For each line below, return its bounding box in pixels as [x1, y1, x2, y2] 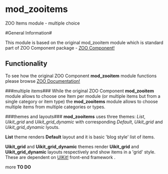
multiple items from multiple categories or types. [5, 104, 106, 110]
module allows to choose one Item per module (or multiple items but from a [5, 93, 160, 99]
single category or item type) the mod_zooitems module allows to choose [5, 98, 158, 104]
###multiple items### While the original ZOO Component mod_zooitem [5, 88, 154, 94]
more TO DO [5, 164, 31, 170]
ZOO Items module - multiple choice [5, 20, 80, 26]
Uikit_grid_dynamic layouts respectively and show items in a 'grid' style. [5, 149, 155, 155]
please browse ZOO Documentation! [5, 78, 80, 84]
